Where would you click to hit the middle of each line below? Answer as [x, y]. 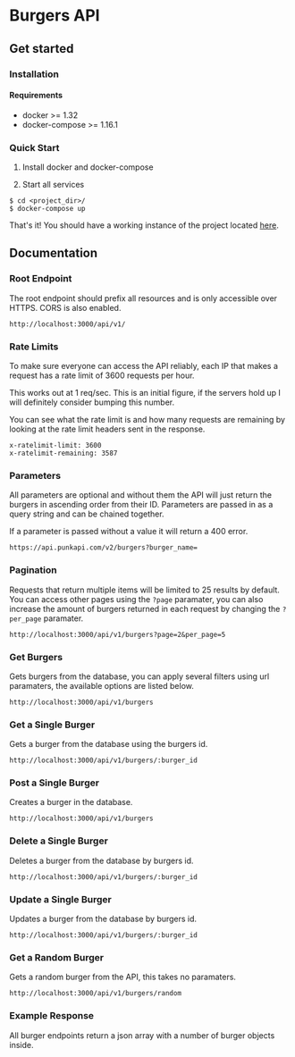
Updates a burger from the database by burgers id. [103, 919]
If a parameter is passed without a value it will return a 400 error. [129, 532]
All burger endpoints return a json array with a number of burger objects [142, 1035]
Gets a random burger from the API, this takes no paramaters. [123, 977]
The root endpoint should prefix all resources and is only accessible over [143, 298]
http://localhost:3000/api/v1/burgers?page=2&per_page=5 [118, 634]
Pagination [33, 570]
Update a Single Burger [60, 899]
